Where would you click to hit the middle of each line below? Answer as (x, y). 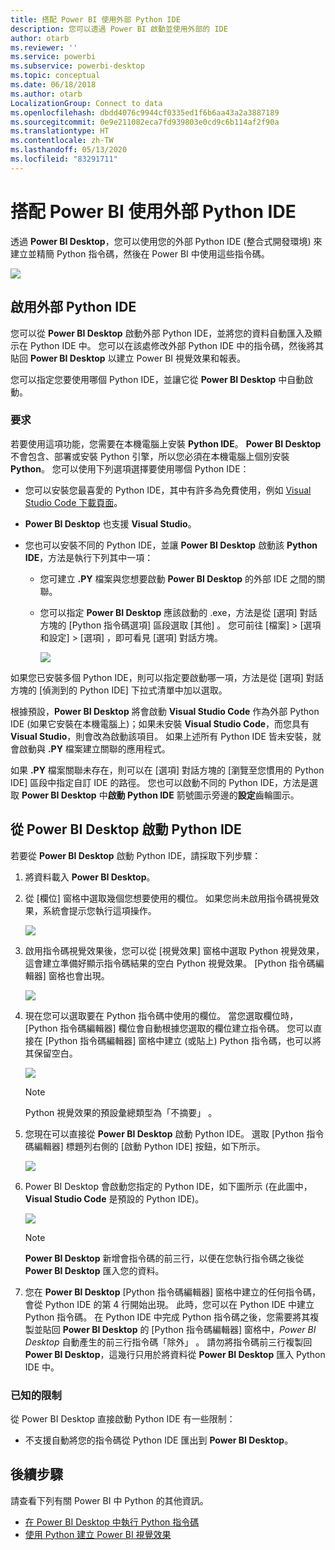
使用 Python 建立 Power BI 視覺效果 (98, 1534)
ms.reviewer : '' (44, 47)
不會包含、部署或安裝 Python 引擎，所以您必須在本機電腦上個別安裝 (150, 456)
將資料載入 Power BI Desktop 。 (90, 877)
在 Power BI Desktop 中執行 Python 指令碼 (112, 1522)
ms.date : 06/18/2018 (53, 85)
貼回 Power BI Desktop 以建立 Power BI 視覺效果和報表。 (128, 358)
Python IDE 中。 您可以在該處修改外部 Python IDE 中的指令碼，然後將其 (177, 345)
